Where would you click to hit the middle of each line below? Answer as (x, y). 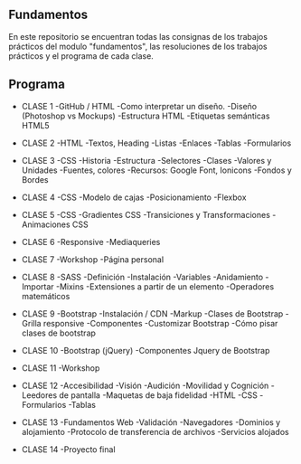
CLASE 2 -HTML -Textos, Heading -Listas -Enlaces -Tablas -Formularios (156, 143)
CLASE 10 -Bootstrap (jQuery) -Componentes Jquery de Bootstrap (146, 350)
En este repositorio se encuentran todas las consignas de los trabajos (138, 36)
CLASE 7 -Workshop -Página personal (93, 259)
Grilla (31, 323)
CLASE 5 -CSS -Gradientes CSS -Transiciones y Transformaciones (146, 214)
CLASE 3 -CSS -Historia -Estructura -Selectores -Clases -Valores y (146, 160)
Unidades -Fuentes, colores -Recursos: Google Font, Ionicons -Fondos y (157, 170)
